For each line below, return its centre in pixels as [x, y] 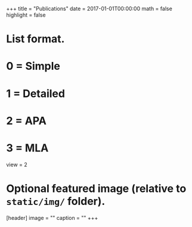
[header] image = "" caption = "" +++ [52, 217]
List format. [35, 39]
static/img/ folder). [56, 201]
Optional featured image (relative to [96, 189]
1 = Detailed [36, 93]
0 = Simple [33, 66]
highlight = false [26, 15]
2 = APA [26, 121]
